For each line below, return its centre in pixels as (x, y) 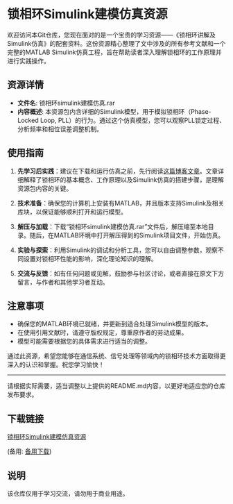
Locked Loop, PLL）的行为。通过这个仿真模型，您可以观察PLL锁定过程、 (121, 120)
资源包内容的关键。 (45, 188)
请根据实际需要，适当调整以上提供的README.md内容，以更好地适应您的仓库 (116, 386)
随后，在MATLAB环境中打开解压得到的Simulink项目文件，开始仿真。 (127, 235)
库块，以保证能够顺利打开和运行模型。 (72, 212)
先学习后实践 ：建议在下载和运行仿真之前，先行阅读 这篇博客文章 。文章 (118, 171)
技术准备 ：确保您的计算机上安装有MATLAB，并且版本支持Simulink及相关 (121, 203)
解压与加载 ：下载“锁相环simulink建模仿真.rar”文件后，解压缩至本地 (112, 226)
